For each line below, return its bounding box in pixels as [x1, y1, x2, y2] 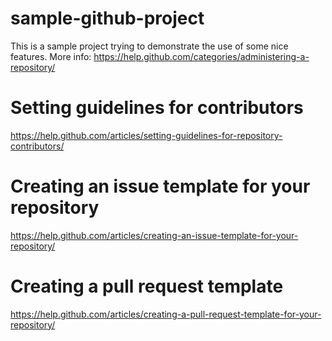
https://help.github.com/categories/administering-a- [93, 50, 310, 62]
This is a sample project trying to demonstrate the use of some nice [10, 40, 289, 52]
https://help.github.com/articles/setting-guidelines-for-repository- [10, 129, 283, 141]
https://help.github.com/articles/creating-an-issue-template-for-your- [10, 229, 299, 241]
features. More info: [10, 50, 92, 62]
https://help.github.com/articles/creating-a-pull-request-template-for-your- [10, 308, 322, 320]
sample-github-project [10, 7, 205, 30]
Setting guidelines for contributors [10, 97, 304, 119]
